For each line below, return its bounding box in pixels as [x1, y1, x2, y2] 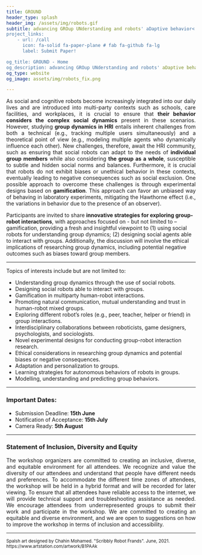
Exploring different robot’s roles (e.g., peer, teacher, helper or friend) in [14, 311, 191, 318]
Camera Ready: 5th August [14, 422, 84, 430]
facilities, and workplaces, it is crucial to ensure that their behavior [6, 110, 196, 118]
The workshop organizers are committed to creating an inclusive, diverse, [6, 456, 196, 464]
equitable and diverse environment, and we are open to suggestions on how [6, 514, 196, 521]
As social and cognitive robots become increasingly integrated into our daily [6, 98, 196, 105]
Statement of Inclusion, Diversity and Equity [6, 443, 138, 451]
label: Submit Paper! [22, 48, 77, 54]
